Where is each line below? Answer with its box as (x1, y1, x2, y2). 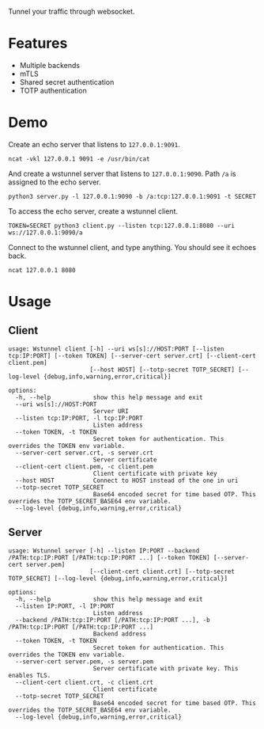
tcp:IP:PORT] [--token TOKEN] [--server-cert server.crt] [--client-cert (8, 351, 257, 359)
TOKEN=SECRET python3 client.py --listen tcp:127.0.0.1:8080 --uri (8, 222, 236, 230)
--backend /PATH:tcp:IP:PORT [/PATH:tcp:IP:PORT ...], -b (15, 616, 211, 624)
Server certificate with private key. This (92, 664, 239, 672)
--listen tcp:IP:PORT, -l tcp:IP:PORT (15, 414, 144, 422)
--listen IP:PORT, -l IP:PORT (15, 602, 115, 610)
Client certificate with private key (92, 469, 217, 477)
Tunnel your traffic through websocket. (8, 7, 135, 16)
